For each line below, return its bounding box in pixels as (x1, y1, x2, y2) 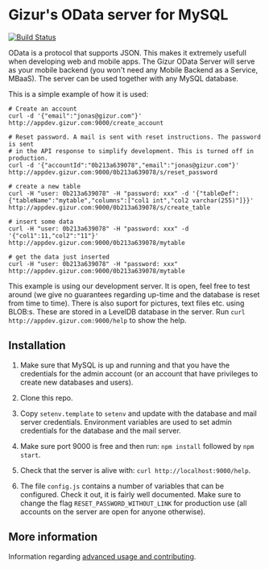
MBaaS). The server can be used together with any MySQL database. (8, 73, 239, 83)
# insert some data (8, 218, 74, 226)
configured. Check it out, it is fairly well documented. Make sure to (19, 489, 242, 499)
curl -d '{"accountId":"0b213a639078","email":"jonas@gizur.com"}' (8, 161, 240, 169)
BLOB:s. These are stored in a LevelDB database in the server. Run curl (8, 306, 246, 316)
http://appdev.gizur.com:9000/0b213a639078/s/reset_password (8, 168, 218, 177)
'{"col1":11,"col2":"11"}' (8, 231, 99, 239)
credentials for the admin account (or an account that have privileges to (19, 368, 259, 378)
